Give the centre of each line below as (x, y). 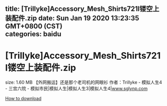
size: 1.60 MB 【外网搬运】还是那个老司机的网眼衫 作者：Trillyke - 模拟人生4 (84, 82)
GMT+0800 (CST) (34, 26)
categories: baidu (33, 34)
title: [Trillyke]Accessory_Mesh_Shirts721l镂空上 (82, 9)
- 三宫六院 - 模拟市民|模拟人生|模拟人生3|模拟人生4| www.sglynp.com (76, 89)
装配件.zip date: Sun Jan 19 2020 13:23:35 (72, 18)
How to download (23, 99)
